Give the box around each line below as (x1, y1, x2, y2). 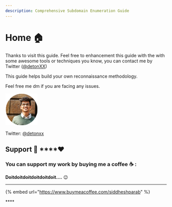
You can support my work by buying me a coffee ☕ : (5, 160, 137, 168)
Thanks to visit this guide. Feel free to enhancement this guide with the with (5, 52, 165, 58)
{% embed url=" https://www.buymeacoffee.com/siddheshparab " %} (5, 189, 150, 195)
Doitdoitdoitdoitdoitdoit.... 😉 (5, 174, 68, 180)
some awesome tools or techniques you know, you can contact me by (5, 58, 153, 64)
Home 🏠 (5, 32, 44, 43)
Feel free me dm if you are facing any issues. (5, 83, 100, 89)
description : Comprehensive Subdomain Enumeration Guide (5, 8, 130, 13)
